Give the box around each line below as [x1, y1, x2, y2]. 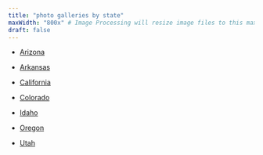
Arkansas [19, 63, 51, 72]
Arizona [19, 48, 45, 57]
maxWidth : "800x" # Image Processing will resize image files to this [8, 19, 243, 27]
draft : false [8, 26, 51, 34]
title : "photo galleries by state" [8, 11, 124, 20]
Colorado [19, 93, 50, 103]
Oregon [19, 123, 45, 133]
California [19, 77, 51, 87]
